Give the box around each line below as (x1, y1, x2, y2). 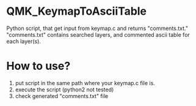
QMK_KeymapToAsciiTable (6, 4, 147, 18)
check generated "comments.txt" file (15, 92, 109, 99)
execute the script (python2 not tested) (15, 86, 114, 93)
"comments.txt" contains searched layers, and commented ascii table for (6, 31, 191, 38)
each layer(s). (6, 37, 42, 45)
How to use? (6, 59, 71, 73)
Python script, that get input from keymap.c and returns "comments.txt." (6, 25, 188, 32)
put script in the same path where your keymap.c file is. (15, 79, 156, 86)
